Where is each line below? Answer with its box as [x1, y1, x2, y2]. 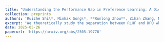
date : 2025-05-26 [5, 25, 41, 30]
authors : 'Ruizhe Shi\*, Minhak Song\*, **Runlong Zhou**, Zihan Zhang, [5, 16, 156, 21]
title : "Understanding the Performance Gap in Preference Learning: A [5, 7, 152, 12]
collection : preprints [5, 12, 51, 16]
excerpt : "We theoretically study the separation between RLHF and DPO [5, 20, 154, 26]
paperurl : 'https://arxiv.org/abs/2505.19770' [5, 29, 102, 34]
